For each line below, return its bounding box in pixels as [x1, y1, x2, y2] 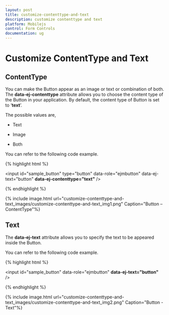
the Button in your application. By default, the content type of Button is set [5, 97, 160, 102]
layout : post [5, 7, 33, 13]
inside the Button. [5, 239, 42, 245]
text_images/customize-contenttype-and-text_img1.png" [5, 201, 124, 207]
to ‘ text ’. [5, 102, 23, 108]
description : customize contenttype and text [5, 17, 102, 22]
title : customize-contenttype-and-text [5, 12, 89, 17]
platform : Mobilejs [5, 21, 46, 27]
